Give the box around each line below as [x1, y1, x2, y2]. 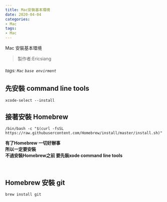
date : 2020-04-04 [5, 12, 42, 17]
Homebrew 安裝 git [5, 178, 65, 187]
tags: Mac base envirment [5, 67, 57, 73]
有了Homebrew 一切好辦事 [5, 140, 61, 146]
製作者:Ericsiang [17, 56, 52, 62]
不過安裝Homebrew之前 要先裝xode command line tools [5, 152, 123, 158]
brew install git [5, 192, 42, 197]
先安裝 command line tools [5, 84, 89, 93]
